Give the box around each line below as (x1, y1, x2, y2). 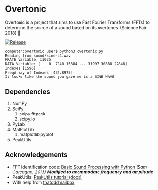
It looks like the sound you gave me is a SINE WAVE (5, 74, 115, 79)
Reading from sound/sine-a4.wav (5, 53, 71, 58)
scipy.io (19, 116, 35, 122)
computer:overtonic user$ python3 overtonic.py (5, 49, 104, 54)
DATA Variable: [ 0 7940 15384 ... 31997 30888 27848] (5, 61, 128, 66)
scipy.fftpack (19, 111, 46, 116)
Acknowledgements (5, 151, 68, 159)
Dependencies (5, 88, 50, 96)
